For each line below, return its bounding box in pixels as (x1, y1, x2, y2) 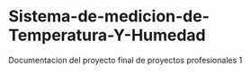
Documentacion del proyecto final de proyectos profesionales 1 (8, 54, 243, 65)
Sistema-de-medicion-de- (8, 6, 211, 27)
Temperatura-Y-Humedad (8, 25, 206, 45)
